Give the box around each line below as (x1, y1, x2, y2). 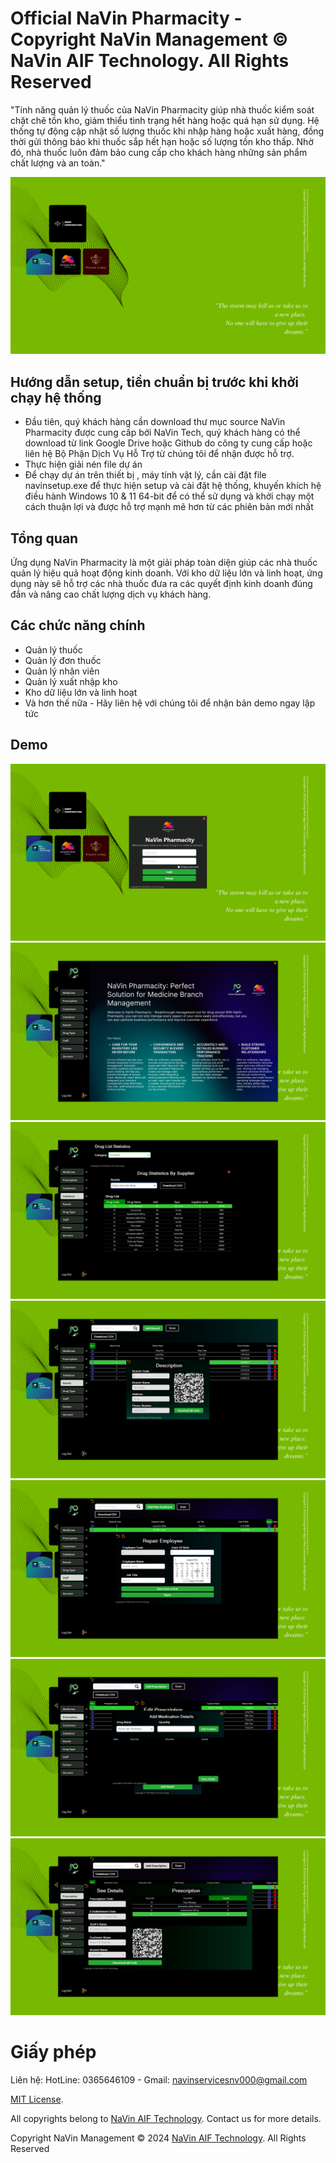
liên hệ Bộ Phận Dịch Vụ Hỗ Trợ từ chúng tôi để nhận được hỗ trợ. (24, 448, 295, 460)
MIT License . (10, 2093, 64, 2106)
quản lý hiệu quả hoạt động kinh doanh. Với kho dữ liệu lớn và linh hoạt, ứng (10, 567, 323, 579)
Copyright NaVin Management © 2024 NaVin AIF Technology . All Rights (10, 2132, 307, 2144)
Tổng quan (10, 530, 79, 547)
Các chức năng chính (10, 617, 146, 634)
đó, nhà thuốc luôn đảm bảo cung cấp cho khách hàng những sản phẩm (10, 146, 308, 158)
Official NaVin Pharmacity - (10, 7, 243, 30)
